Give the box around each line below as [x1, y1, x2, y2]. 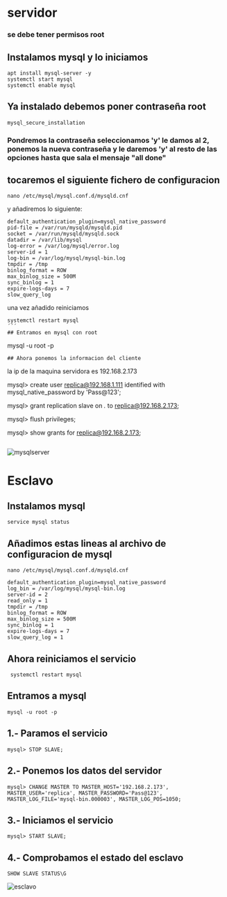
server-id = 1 [7, 249, 49, 256]
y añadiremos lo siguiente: [7, 205, 83, 213]
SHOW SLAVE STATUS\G [7, 871, 67, 877]
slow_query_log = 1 [7, 634, 64, 641]
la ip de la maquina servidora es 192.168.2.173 [7, 367, 137, 375]
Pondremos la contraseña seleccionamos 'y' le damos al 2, [7, 135, 210, 145]
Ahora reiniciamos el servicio [7, 653, 137, 664]
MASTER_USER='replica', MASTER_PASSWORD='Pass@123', [7, 789, 163, 797]
